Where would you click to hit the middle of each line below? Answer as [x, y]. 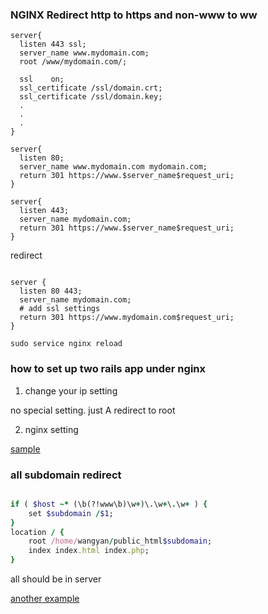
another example [45, 599]
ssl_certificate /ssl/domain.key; [91, 97]
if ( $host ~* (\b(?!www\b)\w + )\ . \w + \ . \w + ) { [109, 504]
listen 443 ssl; [53, 44]
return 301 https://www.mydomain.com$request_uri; [127, 318]
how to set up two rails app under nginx [108, 369]
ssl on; [42, 79]
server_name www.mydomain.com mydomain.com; [113, 167]
